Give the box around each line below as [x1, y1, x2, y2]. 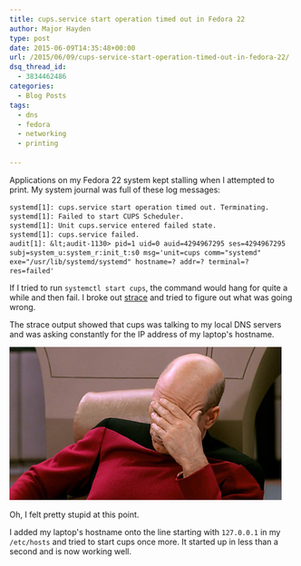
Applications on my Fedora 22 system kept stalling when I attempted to [9, 174, 275, 185]
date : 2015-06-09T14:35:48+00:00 [9, 44, 136, 53]
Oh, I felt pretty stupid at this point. [9, 509, 140, 520]
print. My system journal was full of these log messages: [9, 184, 220, 195]
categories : [9, 82, 54, 91]
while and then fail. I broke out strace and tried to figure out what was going [9, 291, 293, 303]
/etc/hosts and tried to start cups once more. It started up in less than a [9, 536, 279, 547]
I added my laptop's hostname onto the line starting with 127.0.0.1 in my [9, 526, 281, 537]
